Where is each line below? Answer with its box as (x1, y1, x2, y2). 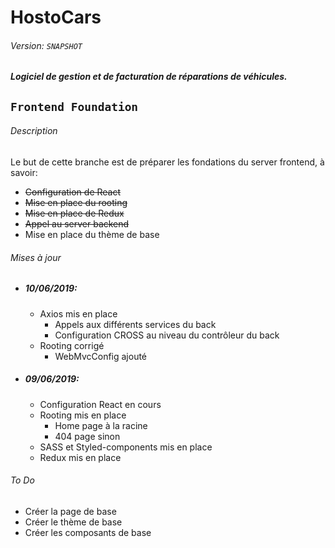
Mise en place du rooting (24, 196, 128, 208)
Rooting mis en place (39, 409, 127, 421)
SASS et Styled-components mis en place (39, 441, 213, 453)
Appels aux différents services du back (54, 318, 217, 330)
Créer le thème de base (24, 516, 123, 528)
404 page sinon (54, 430, 121, 442)
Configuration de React (24, 186, 122, 198)
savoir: (10, 166, 38, 178)
